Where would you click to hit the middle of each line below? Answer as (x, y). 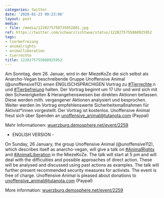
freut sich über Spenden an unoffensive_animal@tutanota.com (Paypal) (77, 115)
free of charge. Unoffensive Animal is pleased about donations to (71, 175)
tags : (11, 37)
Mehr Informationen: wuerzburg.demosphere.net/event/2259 (67, 125)
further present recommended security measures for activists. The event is (81, 170)
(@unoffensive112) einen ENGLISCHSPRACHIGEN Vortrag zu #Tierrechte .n (80, 85)
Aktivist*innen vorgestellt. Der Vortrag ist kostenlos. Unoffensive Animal (78, 111)
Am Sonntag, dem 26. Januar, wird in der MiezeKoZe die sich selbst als (77, 74)
